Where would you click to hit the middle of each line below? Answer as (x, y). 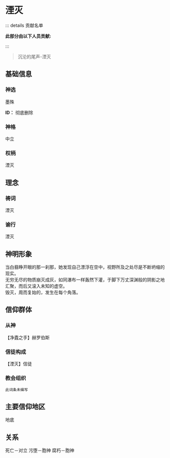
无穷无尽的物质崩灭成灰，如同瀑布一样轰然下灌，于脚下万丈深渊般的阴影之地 (85, 280)
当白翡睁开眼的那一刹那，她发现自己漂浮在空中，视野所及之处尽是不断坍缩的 (85, 267)
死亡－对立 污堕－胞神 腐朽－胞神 (40, 450)
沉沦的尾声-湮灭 (34, 57)
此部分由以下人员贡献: (28, 36)
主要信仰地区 (25, 407)
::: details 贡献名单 (24, 25)
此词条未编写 (17, 390)
